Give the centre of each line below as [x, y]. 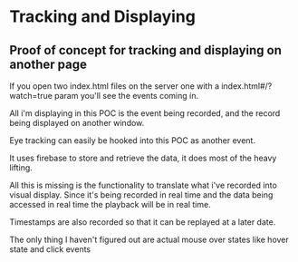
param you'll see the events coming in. [126, 96]
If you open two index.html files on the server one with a [115, 86]
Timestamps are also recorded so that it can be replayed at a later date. [143, 222]
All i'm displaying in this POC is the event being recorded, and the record [145, 113]
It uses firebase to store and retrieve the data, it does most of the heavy [143, 158]
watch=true [31, 96]
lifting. [21, 168]
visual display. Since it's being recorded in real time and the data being [141, 195]
